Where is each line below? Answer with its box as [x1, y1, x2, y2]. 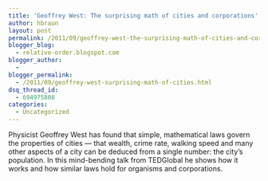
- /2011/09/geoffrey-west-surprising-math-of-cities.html [15, 78, 213, 86]
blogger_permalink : [8, 71, 73, 79]
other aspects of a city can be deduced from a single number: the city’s [8, 147, 243, 156]
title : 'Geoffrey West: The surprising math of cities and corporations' [8, 11, 259, 20]
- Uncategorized [15, 108, 69, 116]
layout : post [8, 26, 52, 34]
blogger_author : [8, 57, 62, 65]
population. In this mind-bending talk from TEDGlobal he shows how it [8, 155, 238, 164]
